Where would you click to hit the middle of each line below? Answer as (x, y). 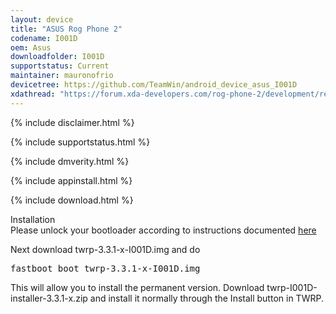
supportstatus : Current (60, 66)
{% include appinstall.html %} (71, 180)
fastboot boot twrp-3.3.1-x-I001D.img (105, 268)
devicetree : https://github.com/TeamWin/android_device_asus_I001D (154, 85)
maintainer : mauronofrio (62, 76)
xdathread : (33, 94)
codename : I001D (44, 38)
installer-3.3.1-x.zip (49, 298)
